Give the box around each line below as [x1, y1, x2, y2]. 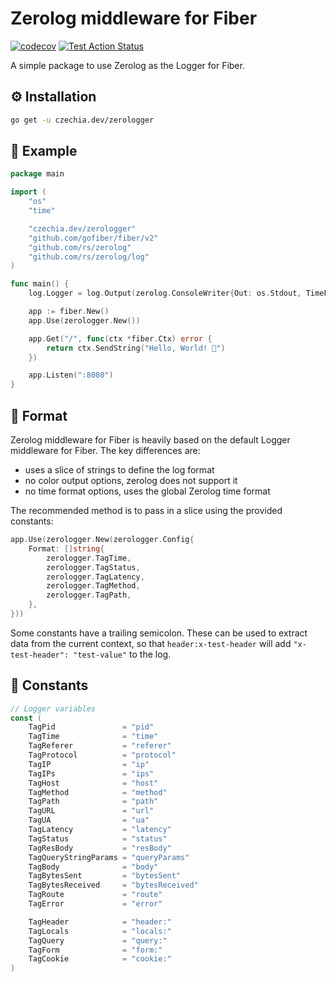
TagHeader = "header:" [28, 917, 172, 927]
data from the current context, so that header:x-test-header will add [10, 637, 292, 649]
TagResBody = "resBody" [28, 843, 172, 853]
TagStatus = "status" [28, 833, 168, 844]
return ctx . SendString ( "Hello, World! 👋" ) [46, 343, 226, 353]
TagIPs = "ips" [28, 768, 155, 779]
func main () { [10, 279, 70, 289]
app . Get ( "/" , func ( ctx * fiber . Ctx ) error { [28, 333, 213, 344]
